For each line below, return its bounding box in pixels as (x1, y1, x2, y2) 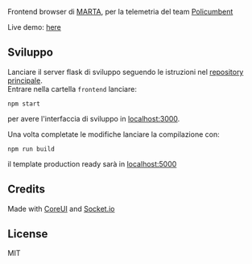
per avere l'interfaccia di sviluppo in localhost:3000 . (7, 113, 180, 123)
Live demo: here (7, 23, 62, 31)
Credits (7, 183, 46, 196)
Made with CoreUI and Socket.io (7, 204, 115, 213)
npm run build (7, 145, 56, 153)
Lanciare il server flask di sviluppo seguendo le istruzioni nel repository (7, 67, 244, 76)
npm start (7, 100, 41, 108)
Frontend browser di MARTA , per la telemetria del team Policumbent (7, 7, 233, 16)
